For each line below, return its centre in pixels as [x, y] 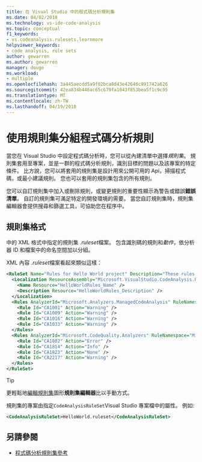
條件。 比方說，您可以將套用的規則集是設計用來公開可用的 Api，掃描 [91, 171]
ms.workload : [23, 73]
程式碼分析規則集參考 [41, 452]
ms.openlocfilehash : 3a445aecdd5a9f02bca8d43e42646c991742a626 [87, 85]
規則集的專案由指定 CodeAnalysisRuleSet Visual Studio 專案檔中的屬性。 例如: [100, 405]
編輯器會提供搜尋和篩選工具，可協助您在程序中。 [67, 206]
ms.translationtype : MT [36, 95]
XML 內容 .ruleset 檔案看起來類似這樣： [54, 263]
